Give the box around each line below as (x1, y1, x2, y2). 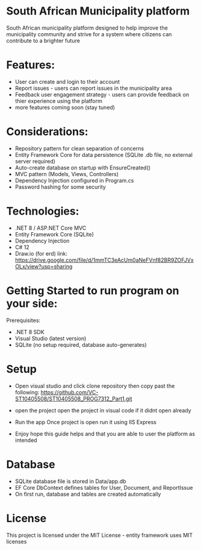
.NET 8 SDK (14, 328, 45, 335)
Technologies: (6, 204, 79, 218)
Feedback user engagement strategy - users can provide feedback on (14, 90, 190, 98)
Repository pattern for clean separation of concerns (14, 145, 144, 152)
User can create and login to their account (14, 78, 120, 85)
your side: (6, 297, 58, 310)
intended (14, 436, 37, 444)
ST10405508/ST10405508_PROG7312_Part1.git (14, 395, 132, 402)
